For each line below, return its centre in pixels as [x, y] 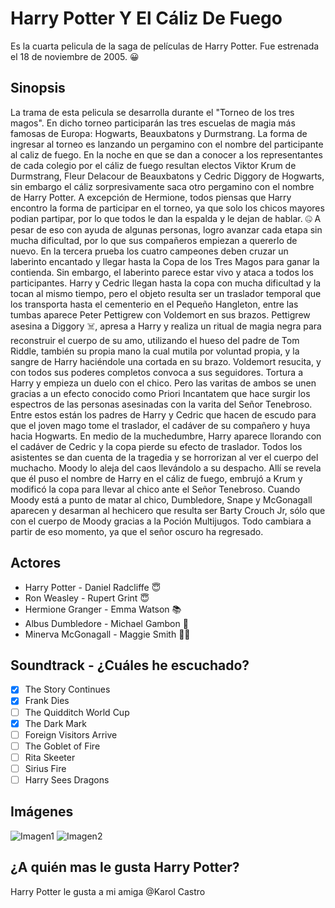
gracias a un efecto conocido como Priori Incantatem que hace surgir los [160, 393]
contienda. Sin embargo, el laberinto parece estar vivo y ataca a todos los [162, 272]
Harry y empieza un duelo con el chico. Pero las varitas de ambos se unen [163, 383]
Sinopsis [38, 88]
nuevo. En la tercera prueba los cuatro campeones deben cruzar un [149, 251]
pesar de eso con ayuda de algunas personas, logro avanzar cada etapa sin [166, 229]
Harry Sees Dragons [67, 779]
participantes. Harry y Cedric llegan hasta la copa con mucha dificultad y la [166, 283]
